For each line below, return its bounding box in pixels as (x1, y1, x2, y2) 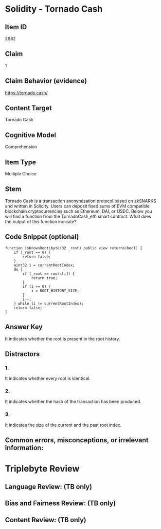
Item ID (5, 23, 27, 31)
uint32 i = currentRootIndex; (14, 263, 75, 267)
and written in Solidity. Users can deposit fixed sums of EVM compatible (5, 203, 150, 209)
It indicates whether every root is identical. (5, 376, 90, 381)
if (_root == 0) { (14, 250, 51, 255)
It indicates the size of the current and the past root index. (5, 422, 122, 428)
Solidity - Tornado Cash (5, 3, 103, 15)
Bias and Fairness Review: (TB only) (5, 499, 116, 508)
